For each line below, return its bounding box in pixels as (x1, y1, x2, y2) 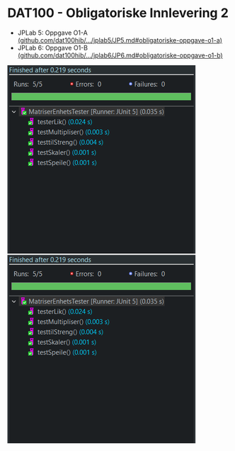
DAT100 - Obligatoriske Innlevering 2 (7, 5, 229, 21)
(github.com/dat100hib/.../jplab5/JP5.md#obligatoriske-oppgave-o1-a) (17, 35, 223, 44)
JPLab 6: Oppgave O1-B (17, 43, 88, 52)
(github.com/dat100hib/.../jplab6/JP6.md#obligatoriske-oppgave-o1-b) (17, 51, 223, 60)
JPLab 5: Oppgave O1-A (17, 28, 88, 37)
